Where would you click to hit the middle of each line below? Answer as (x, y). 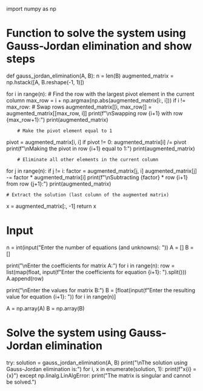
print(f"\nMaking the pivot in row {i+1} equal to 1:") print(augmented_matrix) (101, 149)
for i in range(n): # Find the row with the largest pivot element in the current (101, 94)
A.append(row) (25, 278)
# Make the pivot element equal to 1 (65, 131)
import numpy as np (31, 9)
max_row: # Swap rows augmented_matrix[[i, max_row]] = (79, 107)
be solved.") (21, 382)
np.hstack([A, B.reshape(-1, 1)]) (45, 82)
